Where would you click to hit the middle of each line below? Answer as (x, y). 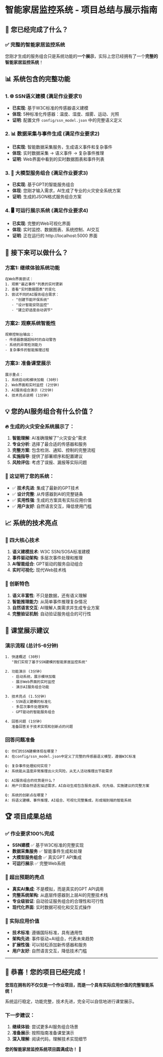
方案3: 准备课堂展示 (28, 363)
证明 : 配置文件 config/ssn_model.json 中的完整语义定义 (67, 120)
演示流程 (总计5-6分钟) (32, 646)
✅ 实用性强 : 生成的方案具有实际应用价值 (52, 500)
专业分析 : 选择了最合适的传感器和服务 (49, 444)
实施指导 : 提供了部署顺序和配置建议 (47, 456)
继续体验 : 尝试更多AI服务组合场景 (45, 1027)
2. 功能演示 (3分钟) (24, 672)
